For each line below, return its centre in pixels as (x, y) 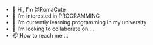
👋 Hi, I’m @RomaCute (39, 9)
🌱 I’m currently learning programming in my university (79, 22)
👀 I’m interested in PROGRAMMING (56, 16)
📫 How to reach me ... (40, 36)
